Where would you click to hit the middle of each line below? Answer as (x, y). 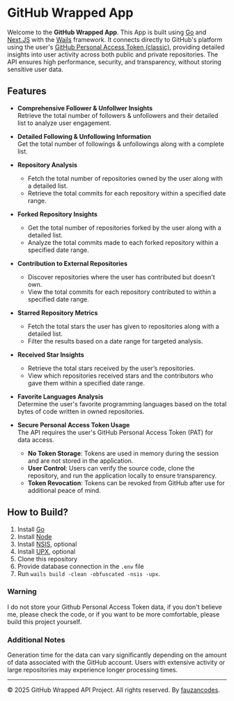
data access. (36, 440)
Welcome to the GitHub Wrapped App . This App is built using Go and (107, 32)
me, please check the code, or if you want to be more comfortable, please (114, 614)
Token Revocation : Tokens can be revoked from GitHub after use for (126, 482)
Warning (22, 591)
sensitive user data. (36, 69)
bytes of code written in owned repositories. (81, 411)
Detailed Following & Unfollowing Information (84, 136)
